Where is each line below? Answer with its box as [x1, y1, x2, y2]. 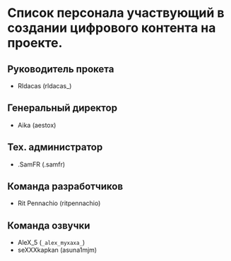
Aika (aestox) [17, 121, 57, 129]
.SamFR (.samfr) [17, 160, 66, 169]
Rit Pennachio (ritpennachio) [17, 199, 101, 207]
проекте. [7, 35, 63, 51]
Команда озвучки [7, 219, 90, 231]
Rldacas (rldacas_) [17, 82, 72, 90]
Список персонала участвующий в [7, 5, 225, 21]
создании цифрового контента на [7, 20, 216, 36]
